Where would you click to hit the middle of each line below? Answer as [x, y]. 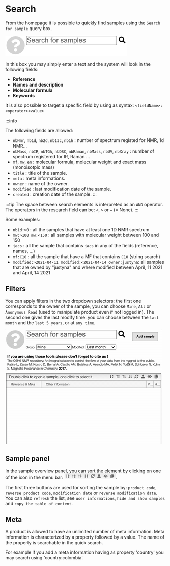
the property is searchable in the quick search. [54, 543]
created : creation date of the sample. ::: [54, 194]
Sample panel [27, 459]
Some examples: [23, 219]
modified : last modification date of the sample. [62, 189]
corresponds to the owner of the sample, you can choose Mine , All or [78, 306]
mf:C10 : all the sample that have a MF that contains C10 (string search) [86, 256]
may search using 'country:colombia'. [45, 558]
